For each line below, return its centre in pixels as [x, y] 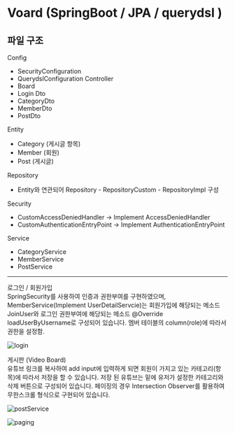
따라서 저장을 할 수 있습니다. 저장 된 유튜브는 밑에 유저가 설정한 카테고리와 [123, 377]
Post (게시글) [35, 161]
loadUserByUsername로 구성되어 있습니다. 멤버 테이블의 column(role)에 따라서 [117, 322]
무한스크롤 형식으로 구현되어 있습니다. [59, 395]
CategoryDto [36, 101]
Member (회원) [38, 152]
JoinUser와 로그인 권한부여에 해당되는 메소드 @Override [85, 314]
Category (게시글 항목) [49, 144]
